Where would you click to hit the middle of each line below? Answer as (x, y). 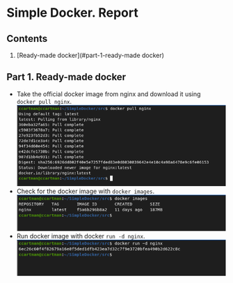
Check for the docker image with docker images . (86, 191)
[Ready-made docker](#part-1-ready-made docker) (90, 55)
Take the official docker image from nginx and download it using (109, 94)
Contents (27, 39)
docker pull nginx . (44, 101)
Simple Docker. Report (72, 13)
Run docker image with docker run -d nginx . (81, 236)
